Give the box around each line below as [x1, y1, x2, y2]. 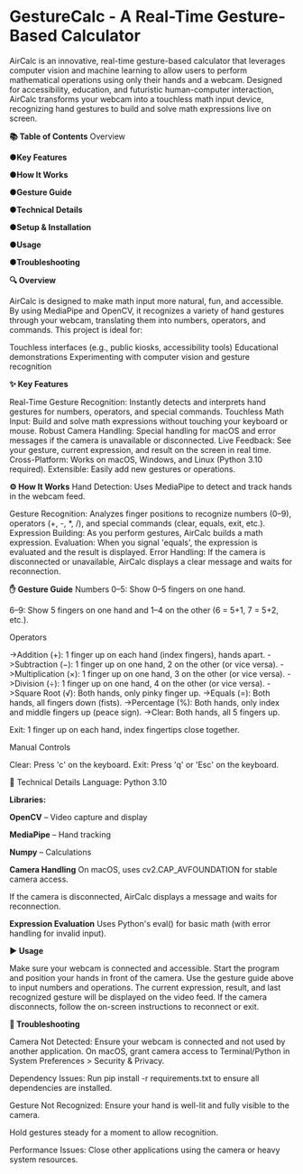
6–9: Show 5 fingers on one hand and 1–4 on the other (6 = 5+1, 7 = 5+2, [9, 605, 280, 615]
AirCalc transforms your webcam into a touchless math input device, [9, 93, 264, 105]
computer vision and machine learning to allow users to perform [9, 65, 248, 76]
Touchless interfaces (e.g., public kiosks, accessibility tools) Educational [9, 341, 279, 353]
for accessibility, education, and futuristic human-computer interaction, [9, 84, 274, 95]
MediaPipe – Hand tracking [9, 828, 111, 840]
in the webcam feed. [9, 490, 86, 502]
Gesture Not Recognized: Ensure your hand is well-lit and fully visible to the [9, 1099, 290, 1111]
